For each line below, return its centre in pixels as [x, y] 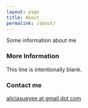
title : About [23, 18]
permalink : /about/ [31, 23]
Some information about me [41, 41]
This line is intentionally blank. [44, 69]
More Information [33, 56]
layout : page [23, 12]
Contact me [24, 85]
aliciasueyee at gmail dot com [44, 98]
